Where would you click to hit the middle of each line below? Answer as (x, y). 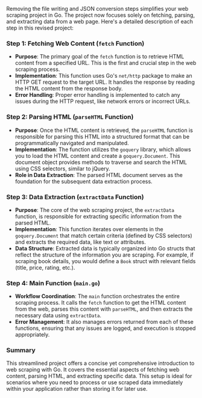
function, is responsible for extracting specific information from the (98, 216)
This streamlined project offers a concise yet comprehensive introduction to (100, 363)
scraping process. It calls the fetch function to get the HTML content (100, 303)
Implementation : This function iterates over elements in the (89, 229)
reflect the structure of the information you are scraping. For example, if (104, 255)
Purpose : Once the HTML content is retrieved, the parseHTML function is (104, 130)
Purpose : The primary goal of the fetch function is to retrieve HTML (99, 57)
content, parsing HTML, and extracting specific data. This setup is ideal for (99, 376)
